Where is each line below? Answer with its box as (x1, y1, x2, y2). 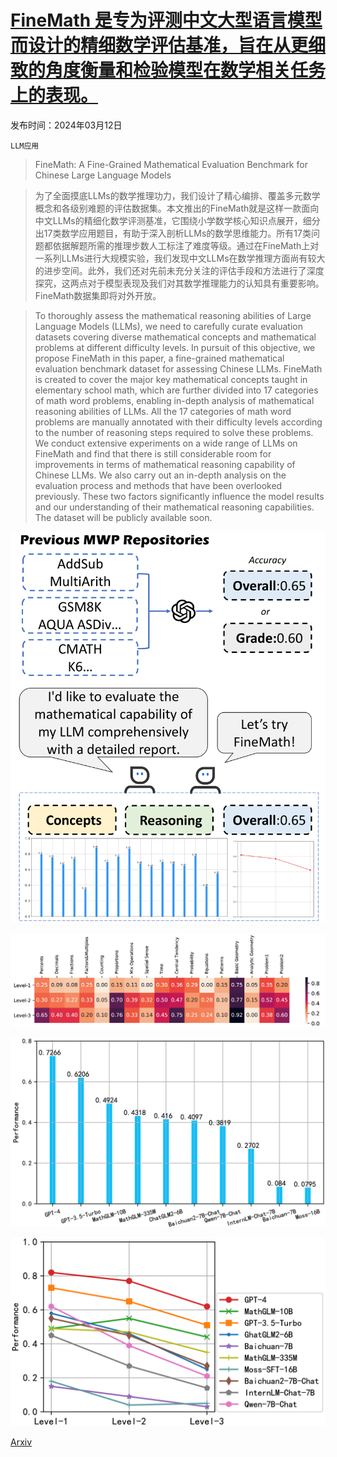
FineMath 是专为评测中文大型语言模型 (10, 9, 323, 32)
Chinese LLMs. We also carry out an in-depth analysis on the (34, 469, 287, 481)
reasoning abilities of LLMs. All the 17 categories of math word (34, 405, 292, 417)
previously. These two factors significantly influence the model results (34, 490, 325, 502)
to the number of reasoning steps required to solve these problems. (34, 426, 314, 438)
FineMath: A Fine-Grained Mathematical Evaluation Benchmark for (34, 158, 308, 170)
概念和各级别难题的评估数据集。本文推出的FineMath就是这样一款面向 (34, 202, 320, 214)
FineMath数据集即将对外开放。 (34, 289, 162, 301)
